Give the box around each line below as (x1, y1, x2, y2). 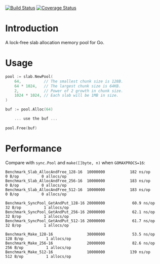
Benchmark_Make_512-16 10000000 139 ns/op (5, 249, 151, 254)
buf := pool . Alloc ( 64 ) (5, 107, 53, 112)
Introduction (5, 23, 59, 34)
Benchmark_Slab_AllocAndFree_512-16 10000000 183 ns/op (5, 187, 151, 192)
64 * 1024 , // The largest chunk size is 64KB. (14, 83, 122, 89)
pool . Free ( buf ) (5, 125, 37, 131)
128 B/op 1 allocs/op (5, 236, 71, 241)
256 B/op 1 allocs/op (5, 245, 71, 250)
